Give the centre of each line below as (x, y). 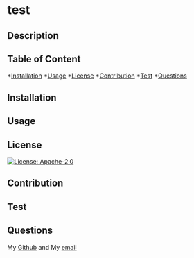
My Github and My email (42, 247)
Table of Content (44, 59)
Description (33, 36)
